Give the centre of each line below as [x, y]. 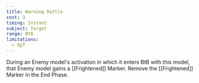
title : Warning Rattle [35, 12]
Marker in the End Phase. [38, 75]
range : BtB [20, 34]
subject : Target [26, 28]
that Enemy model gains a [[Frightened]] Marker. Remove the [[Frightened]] [100, 68]
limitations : [23, 39]
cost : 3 [16, 17]
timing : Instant [26, 23]
